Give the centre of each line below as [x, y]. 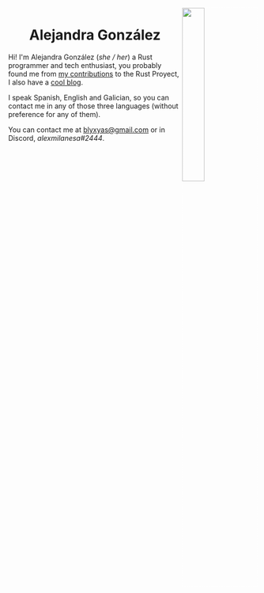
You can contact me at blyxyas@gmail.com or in [87, 130]
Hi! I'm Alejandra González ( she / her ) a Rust [80, 57]
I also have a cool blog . [46, 82]
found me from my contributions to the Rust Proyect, [94, 74]
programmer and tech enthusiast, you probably [85, 65]
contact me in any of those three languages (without [94, 106]
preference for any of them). [55, 114]
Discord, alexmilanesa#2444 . [57, 138]
